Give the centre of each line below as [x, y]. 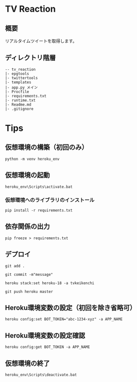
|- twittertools [21, 78]
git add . [15, 266]
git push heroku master [29, 292]
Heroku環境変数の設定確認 [45, 335]
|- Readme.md [18, 104]
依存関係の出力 [27, 227]
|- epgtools [17, 74]
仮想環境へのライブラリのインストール [50, 200]
